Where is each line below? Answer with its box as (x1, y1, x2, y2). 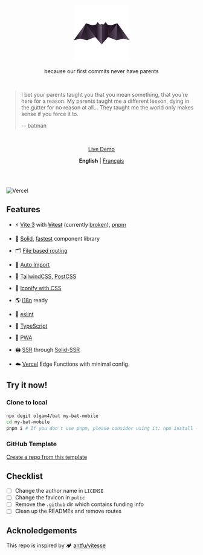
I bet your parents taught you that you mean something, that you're (21, 91, 188, 98)
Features (6, 204, 40, 215)
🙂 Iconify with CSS (14, 284, 62, 291)
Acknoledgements (6, 525, 77, 536)
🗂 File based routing (14, 247, 68, 254)
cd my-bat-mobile (6, 419, 50, 425)
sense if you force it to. (21, 111, 79, 117)
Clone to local (6, 398, 48, 407)
